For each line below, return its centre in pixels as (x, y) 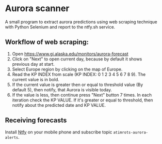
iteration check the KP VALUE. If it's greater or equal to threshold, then (82, 100)
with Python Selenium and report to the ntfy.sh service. (60, 27)
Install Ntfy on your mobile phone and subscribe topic (59, 132)
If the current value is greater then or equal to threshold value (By (77, 85)
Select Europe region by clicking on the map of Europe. (67, 69)
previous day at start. (33, 64)
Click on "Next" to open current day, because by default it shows (77, 59)
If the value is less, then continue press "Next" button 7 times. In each (82, 95)
